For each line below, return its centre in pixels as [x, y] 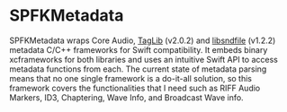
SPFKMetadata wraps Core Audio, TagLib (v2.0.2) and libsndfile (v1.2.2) [143, 40]
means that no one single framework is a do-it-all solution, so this [131, 78]
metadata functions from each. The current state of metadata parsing [138, 69]
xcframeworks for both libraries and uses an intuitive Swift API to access [144, 59]
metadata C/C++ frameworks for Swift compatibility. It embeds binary [139, 49]
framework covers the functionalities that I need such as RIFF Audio [135, 88]
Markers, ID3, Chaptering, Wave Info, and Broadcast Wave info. [127, 97]
